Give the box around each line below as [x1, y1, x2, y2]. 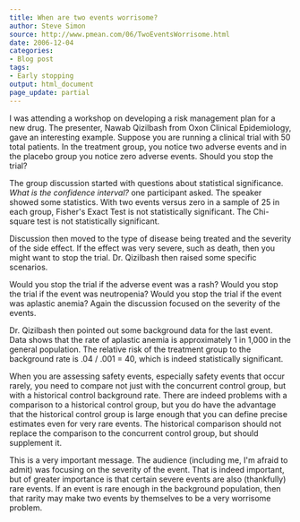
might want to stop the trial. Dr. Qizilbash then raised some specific [9, 252, 257, 262]
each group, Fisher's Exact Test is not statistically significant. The [9, 206, 252, 217]
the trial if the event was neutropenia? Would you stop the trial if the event [9, 288, 282, 299]
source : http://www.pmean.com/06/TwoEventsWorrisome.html [9, 30, 230, 39]
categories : [9, 47, 54, 56]
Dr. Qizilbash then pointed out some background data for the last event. [9, 324, 273, 336]
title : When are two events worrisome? [9, 13, 159, 22]
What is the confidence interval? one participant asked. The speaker [9, 187, 262, 198]
